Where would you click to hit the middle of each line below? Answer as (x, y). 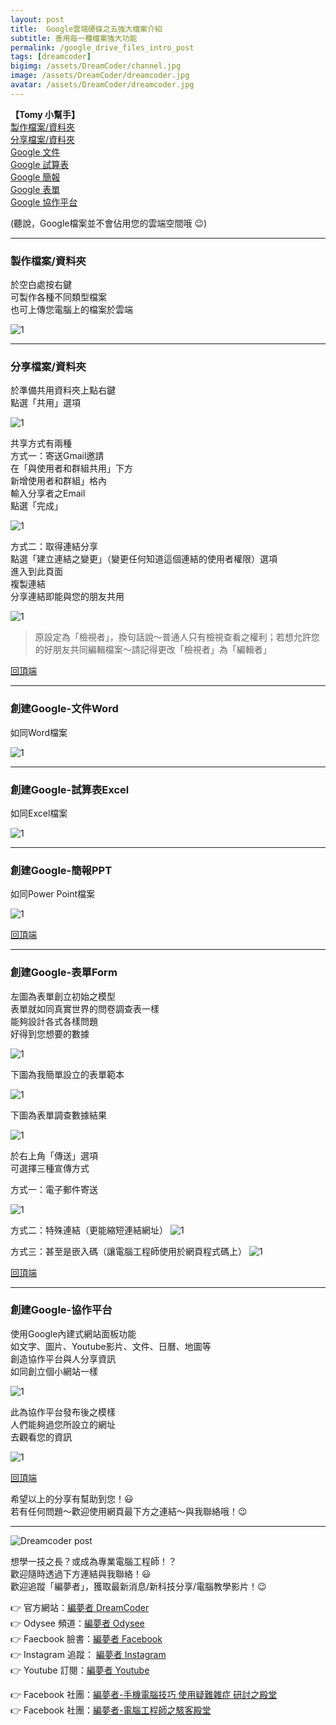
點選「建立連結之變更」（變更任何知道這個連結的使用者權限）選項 (144, 559)
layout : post (37, 19)
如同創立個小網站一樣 (54, 1371)
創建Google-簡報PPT (61, 870)
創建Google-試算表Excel (70, 789)
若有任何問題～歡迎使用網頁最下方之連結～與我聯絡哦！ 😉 (129, 1511)
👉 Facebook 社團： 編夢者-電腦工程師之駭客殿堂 (111, 1710)
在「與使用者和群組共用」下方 (71, 468)
